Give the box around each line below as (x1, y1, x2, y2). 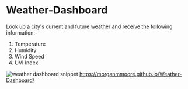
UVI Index (14, 59, 39, 66)
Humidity (14, 46, 37, 53)
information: (6, 29, 36, 36)
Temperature (14, 40, 46, 47)
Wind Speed (14, 53, 45, 60)
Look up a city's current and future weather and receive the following (6, 23, 173, 30)
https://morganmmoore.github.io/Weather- (79, 70, 182, 77)
